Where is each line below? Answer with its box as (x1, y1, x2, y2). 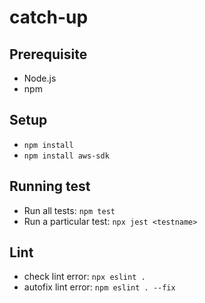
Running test (9, 178, 91, 195)
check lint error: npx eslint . (23, 271, 146, 283)
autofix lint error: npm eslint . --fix (23, 281, 176, 293)
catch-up (9, 6, 89, 29)
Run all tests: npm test (23, 204, 116, 216)
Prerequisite (9, 46, 88, 63)
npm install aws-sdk (23, 151, 110, 161)
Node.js (23, 72, 57, 84)
